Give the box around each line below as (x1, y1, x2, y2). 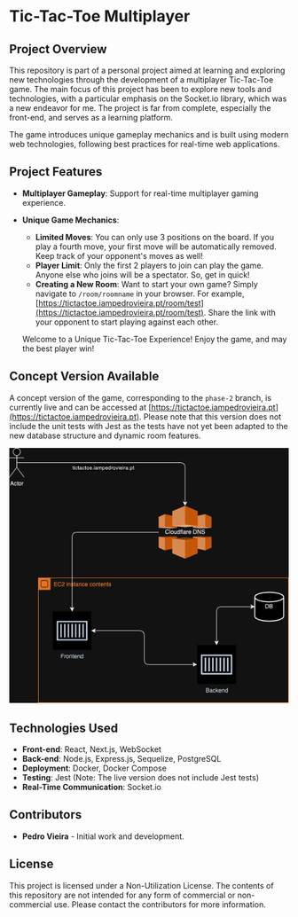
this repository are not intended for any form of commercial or (9, 890, 236, 900)
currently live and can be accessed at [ (9, 402, 153, 412)
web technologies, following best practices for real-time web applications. (9, 139, 280, 149)
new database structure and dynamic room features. (9, 430, 201, 441)
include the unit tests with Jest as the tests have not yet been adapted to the (9, 420, 288, 431)
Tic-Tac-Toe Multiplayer (9, 6, 191, 27)
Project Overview (9, 42, 107, 57)
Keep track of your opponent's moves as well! (35, 250, 204, 261)
